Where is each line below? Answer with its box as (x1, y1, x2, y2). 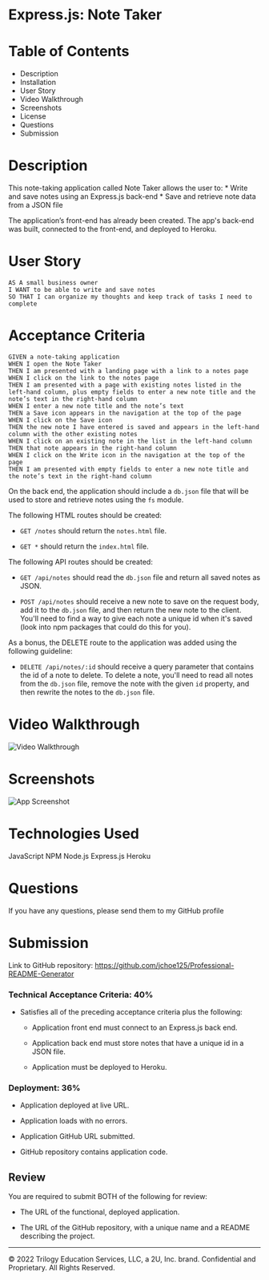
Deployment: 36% (8, 1082, 81, 1093)
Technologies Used (8, 824, 140, 843)
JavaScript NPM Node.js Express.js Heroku (8, 851, 151, 861)
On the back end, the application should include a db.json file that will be (8, 486, 250, 496)
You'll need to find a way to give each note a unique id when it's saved (19, 614, 253, 623)
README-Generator (8, 969, 74, 978)
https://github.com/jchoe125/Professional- (94, 960, 235, 970)
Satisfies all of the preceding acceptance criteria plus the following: (19, 1007, 243, 1016)
